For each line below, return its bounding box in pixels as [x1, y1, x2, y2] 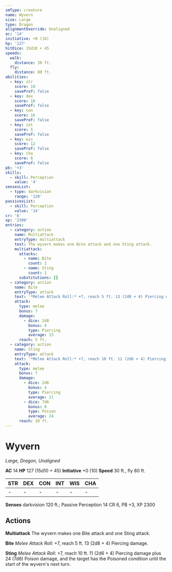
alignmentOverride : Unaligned [5, 27, 70, 32]
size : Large [5, 17, 31, 22]
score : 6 [14, 156, 33, 161]
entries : [5, 223, 24, 228]
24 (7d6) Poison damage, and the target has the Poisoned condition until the [5, 556, 166, 562]
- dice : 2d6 [24, 380, 50, 385]
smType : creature [5, 7, 42, 13]
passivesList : [5, 198, 36, 204]
